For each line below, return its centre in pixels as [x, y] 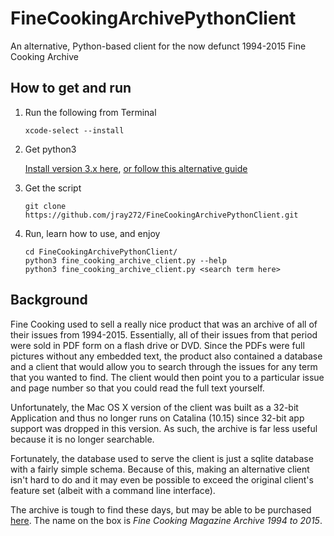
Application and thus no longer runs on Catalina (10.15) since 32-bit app [157, 418]
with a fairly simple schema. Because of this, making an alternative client [160, 469]
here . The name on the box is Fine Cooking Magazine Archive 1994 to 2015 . [166, 520]
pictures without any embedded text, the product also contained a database [166, 356]
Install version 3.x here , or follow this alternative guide [136, 168]
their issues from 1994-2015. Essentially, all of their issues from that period [164, 334]
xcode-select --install [74, 130]
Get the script [53, 188]
